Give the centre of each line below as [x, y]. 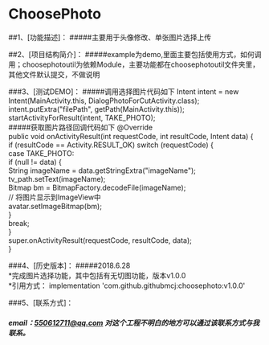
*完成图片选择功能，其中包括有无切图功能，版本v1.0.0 [97, 275]
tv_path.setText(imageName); [57, 179]
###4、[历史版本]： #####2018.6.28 [69, 265]
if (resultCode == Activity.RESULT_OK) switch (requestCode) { [111, 145]
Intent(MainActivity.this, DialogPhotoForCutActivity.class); [104, 101]
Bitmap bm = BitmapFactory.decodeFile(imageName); [97, 187]
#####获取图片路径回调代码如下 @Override [81, 127]
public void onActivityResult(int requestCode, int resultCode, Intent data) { [131, 136]
